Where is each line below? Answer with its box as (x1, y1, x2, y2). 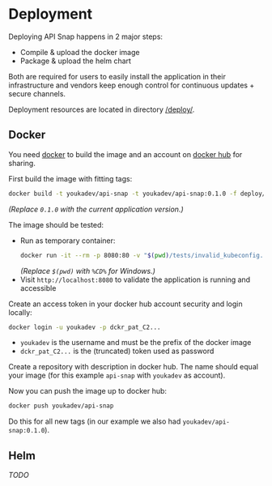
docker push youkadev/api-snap (8, 402, 114, 410)
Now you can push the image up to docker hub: (8, 386, 168, 396)
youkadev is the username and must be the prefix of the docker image (19, 338, 252, 347)
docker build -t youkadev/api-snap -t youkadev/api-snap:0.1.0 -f (8, 190, 237, 198)
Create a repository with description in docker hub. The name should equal (8, 362, 259, 372)
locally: (8, 307, 32, 317)
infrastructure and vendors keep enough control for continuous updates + (8, 80, 255, 90)
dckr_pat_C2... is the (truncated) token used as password (19, 346, 215, 356)
